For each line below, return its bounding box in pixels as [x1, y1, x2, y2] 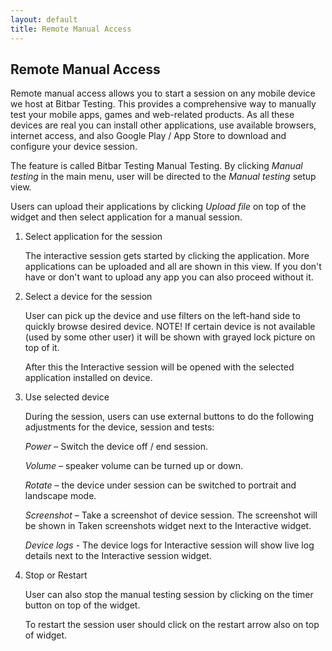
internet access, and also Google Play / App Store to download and [10, 130, 287, 142]
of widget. [24, 629, 68, 641]
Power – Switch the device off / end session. [24, 441, 208, 453]
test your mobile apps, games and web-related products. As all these [10, 109, 295, 121]
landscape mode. [24, 490, 97, 502]
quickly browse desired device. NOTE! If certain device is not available [24, 321, 316, 333]
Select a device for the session [24, 291, 153, 303]
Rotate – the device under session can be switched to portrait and [24, 479, 297, 491]
